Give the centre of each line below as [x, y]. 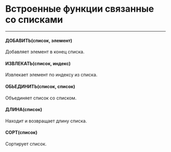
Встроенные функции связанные [80, 9]
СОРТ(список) [21, 133]
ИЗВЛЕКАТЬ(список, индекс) [38, 63]
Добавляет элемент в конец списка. [45, 52]
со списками [34, 20]
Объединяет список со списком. [41, 98]
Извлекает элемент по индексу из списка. [51, 75]
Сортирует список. [26, 144]
